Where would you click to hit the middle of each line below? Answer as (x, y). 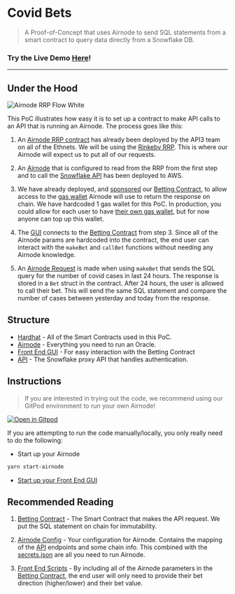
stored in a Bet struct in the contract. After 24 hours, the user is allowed (120, 283)
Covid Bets (40, 13)
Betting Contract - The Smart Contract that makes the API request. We (119, 519)
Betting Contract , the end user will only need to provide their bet (110, 576)
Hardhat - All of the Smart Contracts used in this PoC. (95, 337)
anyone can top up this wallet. (60, 219)
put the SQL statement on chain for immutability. (87, 526)
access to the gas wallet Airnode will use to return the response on (114, 197)
